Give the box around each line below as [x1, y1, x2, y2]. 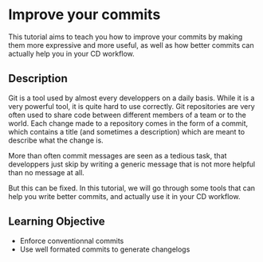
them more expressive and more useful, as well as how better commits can [8, 40, 254, 49]
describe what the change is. [8, 135, 104, 145]
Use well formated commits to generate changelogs [19, 244, 190, 254]
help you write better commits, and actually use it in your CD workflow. [8, 191, 241, 201]
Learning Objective [8, 215, 105, 229]
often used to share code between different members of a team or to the [8, 110, 247, 119]
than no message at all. [8, 167, 85, 177]
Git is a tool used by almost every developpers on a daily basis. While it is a [8, 93, 255, 103]
